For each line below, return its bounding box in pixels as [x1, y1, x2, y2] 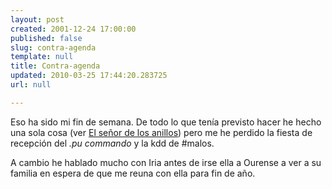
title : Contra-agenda [10, 61, 101, 71]
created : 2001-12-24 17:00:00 [10, 24, 137, 34]
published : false [10, 33, 83, 43]
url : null [10, 80, 52, 90]
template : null [10, 52, 74, 62]
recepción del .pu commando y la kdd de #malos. [10, 137, 215, 149]
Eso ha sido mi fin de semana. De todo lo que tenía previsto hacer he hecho [10, 116, 322, 128]
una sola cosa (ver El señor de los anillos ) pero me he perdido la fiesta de [10, 126, 313, 138]
